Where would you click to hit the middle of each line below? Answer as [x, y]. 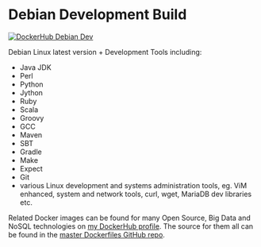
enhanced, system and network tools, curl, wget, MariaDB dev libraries [136, 194]
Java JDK [35, 67]
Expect [31, 168]
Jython [31, 92]
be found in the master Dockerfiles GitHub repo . [86, 234]
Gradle [31, 152]
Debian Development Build [98, 15]
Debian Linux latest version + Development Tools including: [105, 52]
